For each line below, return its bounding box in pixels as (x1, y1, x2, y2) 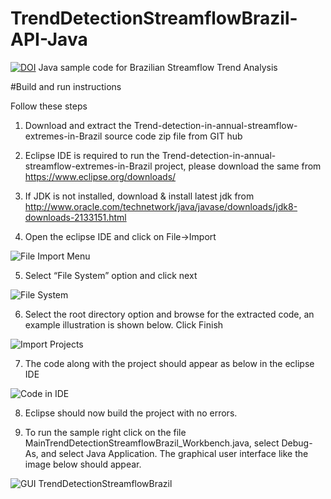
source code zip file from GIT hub (104, 130, 243, 142)
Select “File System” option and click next (24, 269, 198, 281)
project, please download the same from (154, 160, 322, 172)
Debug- (281, 437, 313, 449)
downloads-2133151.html (24, 211, 127, 223)
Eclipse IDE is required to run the (24, 149, 160, 161)
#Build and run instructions (10, 80, 122, 92)
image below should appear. (24, 458, 142, 470)
